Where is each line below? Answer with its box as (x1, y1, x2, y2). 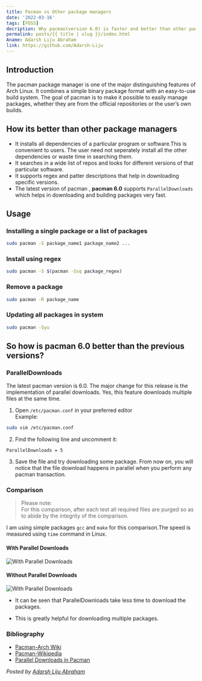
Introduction (6, 65, 54, 75)
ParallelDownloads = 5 (6, 448, 63, 454)
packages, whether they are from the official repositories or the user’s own (6, 100, 191, 107)
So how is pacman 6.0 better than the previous (6, 341, 185, 351)
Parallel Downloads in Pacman (14, 656, 90, 664)
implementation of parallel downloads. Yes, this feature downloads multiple (6, 388, 192, 396)
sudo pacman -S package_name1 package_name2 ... (6, 241, 130, 247)
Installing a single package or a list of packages (6, 227, 148, 235)
